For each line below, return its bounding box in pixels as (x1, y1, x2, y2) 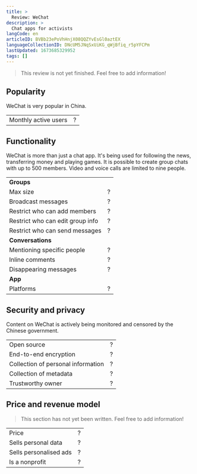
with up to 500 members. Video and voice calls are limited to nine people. (6, 165, 186, 172)
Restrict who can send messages (9, 227, 102, 235)
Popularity (6, 87, 46, 97)
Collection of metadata (9, 370, 73, 378)
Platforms (9, 284, 36, 293)
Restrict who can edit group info (9, 217, 99, 225)
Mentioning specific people (9, 246, 85, 254)
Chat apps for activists (11, 25, 73, 32)
